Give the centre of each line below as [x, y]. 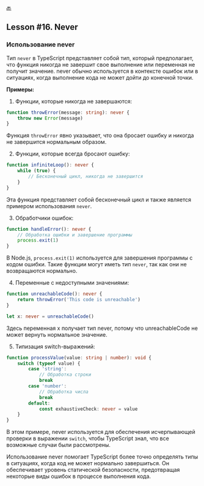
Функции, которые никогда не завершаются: [74, 101]
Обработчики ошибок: [44, 218]
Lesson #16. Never [42, 27]
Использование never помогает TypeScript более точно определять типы [102, 457]
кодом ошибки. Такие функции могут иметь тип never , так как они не [97, 264]
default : [39, 403]
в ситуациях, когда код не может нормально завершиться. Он [88, 463]
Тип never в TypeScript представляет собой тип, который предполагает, [100, 58]
